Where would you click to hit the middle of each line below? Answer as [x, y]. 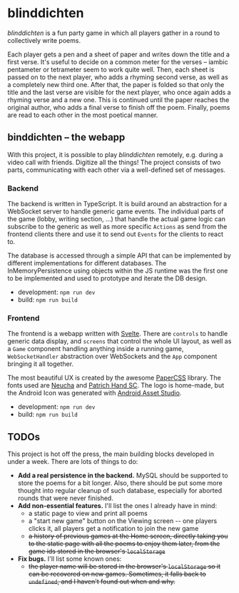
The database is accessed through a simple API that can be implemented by [119, 255]
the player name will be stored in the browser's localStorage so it [124, 567]
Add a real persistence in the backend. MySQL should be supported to [123, 475]
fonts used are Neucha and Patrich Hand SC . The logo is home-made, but [116, 385]
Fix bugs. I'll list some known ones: [70, 559]
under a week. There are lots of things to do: [73, 462]
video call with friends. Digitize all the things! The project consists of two [114, 162]
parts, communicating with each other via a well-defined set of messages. [117, 170]
